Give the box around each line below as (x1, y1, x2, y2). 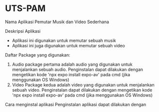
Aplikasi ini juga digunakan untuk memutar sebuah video (12, 42, 125, 48)
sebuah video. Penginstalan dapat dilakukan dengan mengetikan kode (12, 87, 153, 93)
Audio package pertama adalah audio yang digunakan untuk (12, 61, 133, 67)
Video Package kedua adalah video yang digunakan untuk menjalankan (12, 82, 155, 87)
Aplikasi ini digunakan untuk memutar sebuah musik (12, 37, 116, 43)
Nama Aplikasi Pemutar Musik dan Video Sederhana (5, 19, 109, 25)
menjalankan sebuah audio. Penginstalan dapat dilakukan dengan (12, 66, 143, 72)
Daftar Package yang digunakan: (5, 52, 70, 58)
